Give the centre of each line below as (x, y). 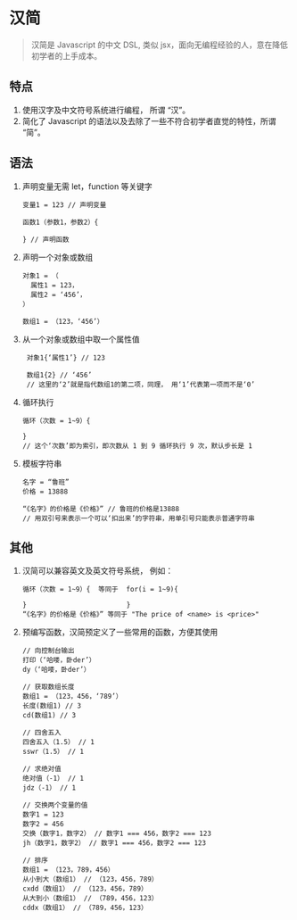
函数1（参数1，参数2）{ (60, 222)
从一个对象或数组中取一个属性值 (81, 339)
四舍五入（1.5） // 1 (58, 742)
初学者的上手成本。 (66, 55)
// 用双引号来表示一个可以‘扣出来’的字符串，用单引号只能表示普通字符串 (139, 518)
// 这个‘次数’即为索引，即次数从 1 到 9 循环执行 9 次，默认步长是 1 (137, 446)
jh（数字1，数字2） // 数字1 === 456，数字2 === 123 (114, 843)
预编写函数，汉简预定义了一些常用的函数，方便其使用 (120, 632)
